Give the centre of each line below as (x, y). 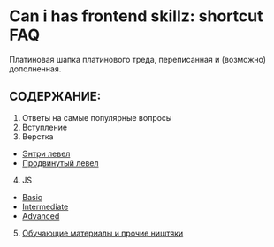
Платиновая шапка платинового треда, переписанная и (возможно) (138, 59)
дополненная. (35, 69)
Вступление (45, 127)
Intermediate (45, 206)
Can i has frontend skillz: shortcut (136, 16)
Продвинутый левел (60, 163)
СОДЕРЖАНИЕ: (55, 97)
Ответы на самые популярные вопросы (97, 117)
